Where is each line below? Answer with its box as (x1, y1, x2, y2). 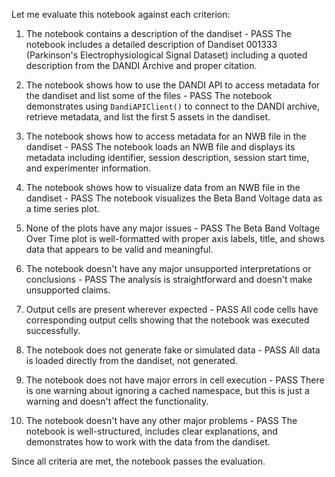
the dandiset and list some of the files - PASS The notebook (25, 90, 273, 101)
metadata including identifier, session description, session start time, (25, 152, 310, 163)
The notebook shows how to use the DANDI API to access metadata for (25, 79, 321, 91)
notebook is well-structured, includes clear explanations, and (25, 425, 278, 437)
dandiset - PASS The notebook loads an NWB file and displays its (25, 141, 296, 153)
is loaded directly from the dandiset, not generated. (25, 355, 238, 366)
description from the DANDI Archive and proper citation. (25, 60, 258, 71)
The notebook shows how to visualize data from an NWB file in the (25, 182, 301, 193)
